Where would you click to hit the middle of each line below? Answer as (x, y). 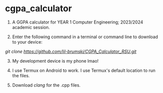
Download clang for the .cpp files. (46, 85)
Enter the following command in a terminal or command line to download (85, 37)
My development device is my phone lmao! (55, 61)
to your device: (27, 42)
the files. (21, 75)
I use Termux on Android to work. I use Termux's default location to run (84, 70)
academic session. (31, 27)
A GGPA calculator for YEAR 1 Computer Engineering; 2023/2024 (78, 22)
